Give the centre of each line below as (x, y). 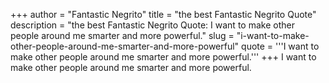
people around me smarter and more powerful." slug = (122, 35)
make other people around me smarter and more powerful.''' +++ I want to (163, 57)
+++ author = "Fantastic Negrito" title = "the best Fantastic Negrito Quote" (163, 14)
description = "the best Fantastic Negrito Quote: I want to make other (152, 25)
